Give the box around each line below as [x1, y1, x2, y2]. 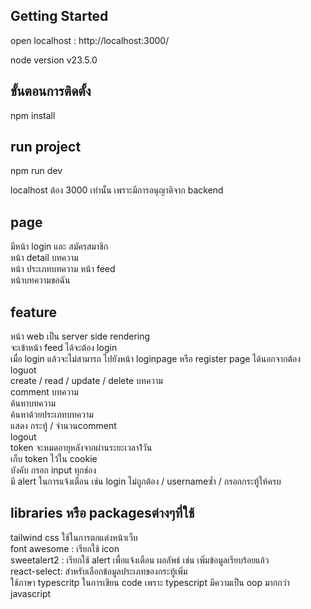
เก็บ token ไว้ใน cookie [10, 453, 98, 465]
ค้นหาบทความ [10, 397, 57, 409]
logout [10, 431, 37, 443]
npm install [10, 109, 56, 121]
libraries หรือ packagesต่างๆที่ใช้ [10, 505, 195, 522]
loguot [10, 364, 37, 376]
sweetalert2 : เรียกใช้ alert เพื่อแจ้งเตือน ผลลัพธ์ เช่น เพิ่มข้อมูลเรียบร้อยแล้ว [10, 554, 270, 566]
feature [10, 304, 58, 321]
